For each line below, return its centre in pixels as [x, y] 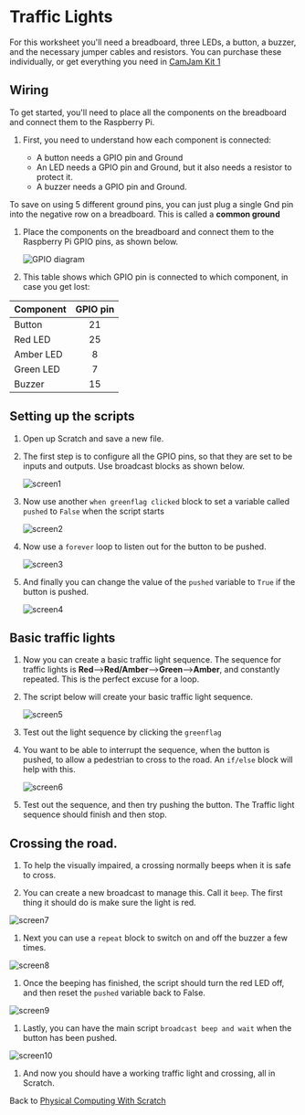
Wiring [29, 90]
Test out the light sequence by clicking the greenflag [122, 732]
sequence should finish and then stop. [95, 814]
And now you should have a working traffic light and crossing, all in [149, 1073]
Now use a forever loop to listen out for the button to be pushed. [144, 547]
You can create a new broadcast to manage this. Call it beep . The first [152, 893]
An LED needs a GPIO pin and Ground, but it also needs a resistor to [164, 167]
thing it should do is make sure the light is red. [109, 903]
